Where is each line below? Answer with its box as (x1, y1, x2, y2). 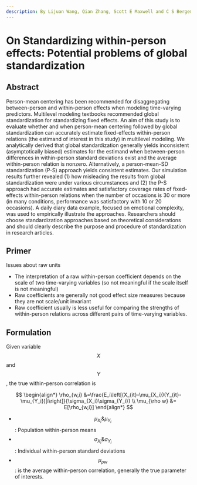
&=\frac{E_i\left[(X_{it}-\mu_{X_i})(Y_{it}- (83, 392, 182, 399)
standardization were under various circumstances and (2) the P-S (6, 179, 167, 186)
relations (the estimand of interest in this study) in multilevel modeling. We (6, 135, 185, 142)
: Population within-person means (14, 427, 97, 434)
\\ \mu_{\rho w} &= (131, 397, 177, 404)
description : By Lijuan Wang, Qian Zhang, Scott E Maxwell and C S (6, 8, 175, 15)
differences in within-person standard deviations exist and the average (6, 154, 177, 161)
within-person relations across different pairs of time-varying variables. (14, 310, 188, 317)
